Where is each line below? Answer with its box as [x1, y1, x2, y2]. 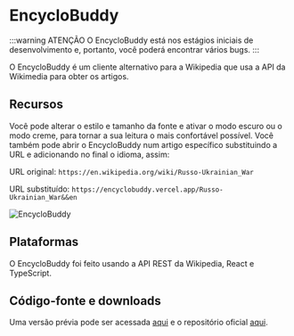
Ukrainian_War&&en [9, 193, 78, 201]
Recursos [9, 97, 64, 112]
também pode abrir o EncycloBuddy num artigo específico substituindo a [9, 139, 278, 150]
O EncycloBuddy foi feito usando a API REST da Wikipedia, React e [9, 258, 255, 268]
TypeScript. [9, 267, 52, 278]
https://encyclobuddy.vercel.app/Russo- [71, 184, 225, 194]
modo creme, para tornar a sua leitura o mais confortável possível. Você [9, 130, 274, 141]
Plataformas [9, 234, 79, 250]
